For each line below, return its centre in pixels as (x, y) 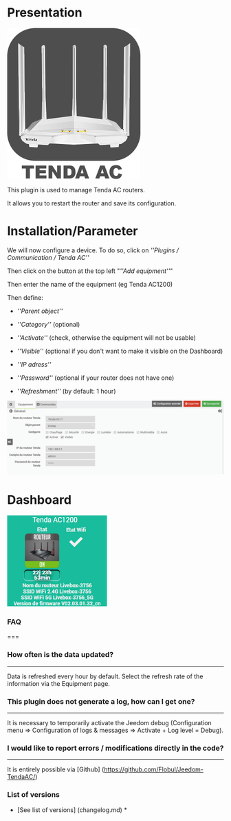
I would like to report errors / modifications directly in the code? (115, 748)
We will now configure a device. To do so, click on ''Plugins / (93, 250)
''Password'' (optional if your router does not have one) (96, 378)
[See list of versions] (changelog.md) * (72, 810)
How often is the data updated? (60, 655)
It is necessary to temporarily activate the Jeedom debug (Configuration (109, 722)
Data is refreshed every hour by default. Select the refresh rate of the (105, 676)
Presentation (45, 13)
